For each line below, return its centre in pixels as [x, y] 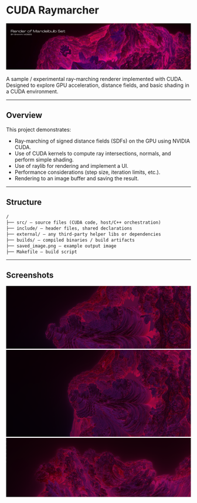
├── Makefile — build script [42, 252]
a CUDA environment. [32, 91]
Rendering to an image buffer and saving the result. [77, 178]
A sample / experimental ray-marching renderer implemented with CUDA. [94, 79]
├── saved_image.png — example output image [61, 246]
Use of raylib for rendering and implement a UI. [72, 166]
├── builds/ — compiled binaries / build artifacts [70, 240]
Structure [24, 202]
